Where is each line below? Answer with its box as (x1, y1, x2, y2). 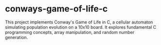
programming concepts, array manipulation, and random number (5, 29, 135, 35)
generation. (5, 34, 28, 40)
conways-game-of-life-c (5, 3, 108, 14)
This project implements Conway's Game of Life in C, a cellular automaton (5, 19, 153, 25)
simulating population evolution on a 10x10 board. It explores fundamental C (5, 24, 157, 30)
